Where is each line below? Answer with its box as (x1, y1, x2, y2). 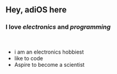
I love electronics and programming (5, 23, 111, 31)
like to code (14, 54, 43, 62)
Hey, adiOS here (5, 5, 67, 15)
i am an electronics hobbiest (14, 48, 84, 55)
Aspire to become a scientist (14, 61, 85, 68)
